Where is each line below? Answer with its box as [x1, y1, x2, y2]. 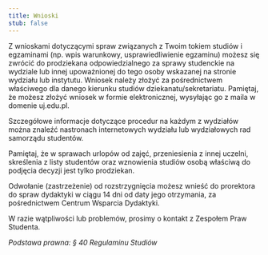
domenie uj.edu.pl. [8, 101, 70, 110]
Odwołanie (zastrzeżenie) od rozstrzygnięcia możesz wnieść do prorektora [8, 181, 256, 190]
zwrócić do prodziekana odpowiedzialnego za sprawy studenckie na [8, 58, 234, 68]
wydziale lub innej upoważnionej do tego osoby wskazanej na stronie [8, 66, 237, 76]
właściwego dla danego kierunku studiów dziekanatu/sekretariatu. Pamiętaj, [8, 83, 258, 93]
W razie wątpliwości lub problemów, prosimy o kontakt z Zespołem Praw [8, 213, 247, 223]
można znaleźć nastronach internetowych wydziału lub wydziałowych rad [8, 125, 251, 134]
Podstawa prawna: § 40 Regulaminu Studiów [8, 237, 158, 247]
